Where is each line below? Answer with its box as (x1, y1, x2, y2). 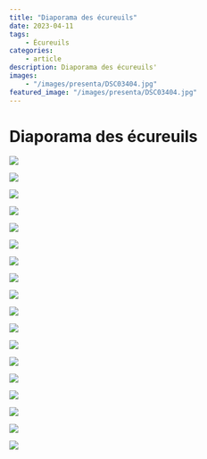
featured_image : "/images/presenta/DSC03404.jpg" (9, 88, 198, 96)
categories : (9, 46, 54, 55)
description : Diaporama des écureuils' (9, 63, 158, 72)
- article (25, 54, 62, 63)
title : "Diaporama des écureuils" (9, 13, 138, 22)
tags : (9, 29, 29, 38)
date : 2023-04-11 (9, 21, 74, 30)
